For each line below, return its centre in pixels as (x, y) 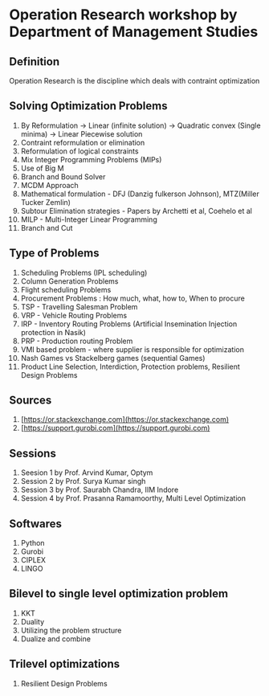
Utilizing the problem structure (71, 630)
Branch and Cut (47, 227)
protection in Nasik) (53, 332)
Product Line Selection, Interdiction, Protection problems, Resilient (130, 366)
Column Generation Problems (69, 281)
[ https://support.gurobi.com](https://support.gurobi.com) (115, 428)
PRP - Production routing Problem (77, 341)
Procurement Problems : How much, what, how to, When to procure (133, 298)
